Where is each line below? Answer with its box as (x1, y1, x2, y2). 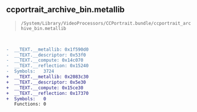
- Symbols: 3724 (6, 68, 55, 74)
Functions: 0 (14, 101, 46, 107)
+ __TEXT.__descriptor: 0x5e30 (6, 79, 86, 85)
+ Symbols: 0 (6, 95, 46, 102)
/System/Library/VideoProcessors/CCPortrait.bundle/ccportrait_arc (20, 20, 191, 26)
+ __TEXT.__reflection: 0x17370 (6, 90, 89, 96)
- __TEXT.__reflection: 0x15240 (6, 63, 89, 69)
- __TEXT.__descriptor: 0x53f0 (6, 52, 86, 58)
